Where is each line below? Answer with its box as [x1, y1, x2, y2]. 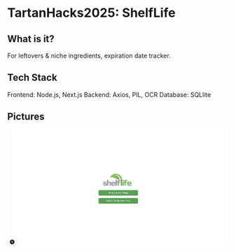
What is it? [7, 33, 55, 45]
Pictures [7, 111, 45, 123]
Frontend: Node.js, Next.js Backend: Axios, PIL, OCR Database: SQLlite [7, 90, 212, 99]
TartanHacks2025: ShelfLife [7, 5, 176, 21]
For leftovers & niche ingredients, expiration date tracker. [7, 51, 171, 60]
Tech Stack [7, 72, 57, 84]
